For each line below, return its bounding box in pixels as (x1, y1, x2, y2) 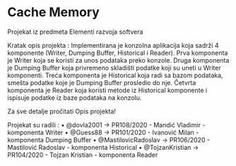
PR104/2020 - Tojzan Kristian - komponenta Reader (7, 151, 158, 159)
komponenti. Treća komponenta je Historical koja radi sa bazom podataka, (7, 71, 224, 79)
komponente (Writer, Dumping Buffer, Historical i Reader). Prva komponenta (7, 49, 228, 57)
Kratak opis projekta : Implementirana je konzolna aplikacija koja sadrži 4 (7, 41, 219, 49)
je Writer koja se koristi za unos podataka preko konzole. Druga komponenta (7, 56, 230, 64)
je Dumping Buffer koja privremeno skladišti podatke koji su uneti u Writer (7, 63, 221, 72)
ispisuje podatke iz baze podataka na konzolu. (7, 93, 142, 102)
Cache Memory (7, 4, 100, 20)
